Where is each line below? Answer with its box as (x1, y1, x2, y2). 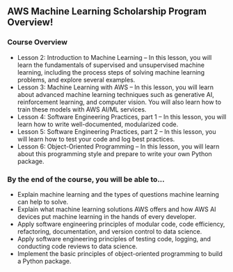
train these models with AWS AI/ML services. (17, 105, 147, 114)
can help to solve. (17, 197, 69, 206)
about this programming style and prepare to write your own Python (17, 149, 212, 158)
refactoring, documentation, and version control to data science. (17, 227, 202, 236)
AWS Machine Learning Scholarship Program (7, 6, 207, 17)
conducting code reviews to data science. (17, 242, 138, 250)
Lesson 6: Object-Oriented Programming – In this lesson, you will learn (17, 142, 220, 151)
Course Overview (7, 38, 68, 47)
